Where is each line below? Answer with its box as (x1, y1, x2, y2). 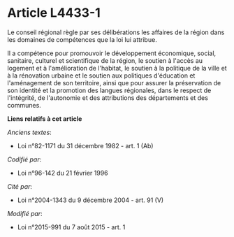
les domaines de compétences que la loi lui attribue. (7, 35, 157, 43)
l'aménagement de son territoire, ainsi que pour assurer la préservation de (7, 78, 221, 87)
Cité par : (7, 182, 33, 190)
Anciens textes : (7, 128, 52, 136)
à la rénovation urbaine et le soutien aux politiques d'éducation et (7, 71, 196, 80)
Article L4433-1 (7, 5, 101, 21)
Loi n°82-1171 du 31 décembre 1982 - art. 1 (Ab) (17, 141, 154, 150)
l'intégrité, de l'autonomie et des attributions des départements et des (7, 93, 208, 102)
